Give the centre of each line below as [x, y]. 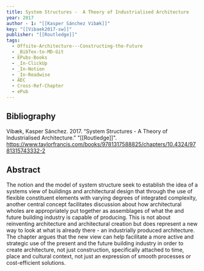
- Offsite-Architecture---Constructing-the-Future [77, 46]
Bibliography [31, 117]
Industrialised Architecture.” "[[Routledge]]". [62, 138]
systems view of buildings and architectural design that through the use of [100, 191]
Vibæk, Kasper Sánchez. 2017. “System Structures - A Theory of [87, 131]
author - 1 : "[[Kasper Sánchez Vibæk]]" [58, 23]
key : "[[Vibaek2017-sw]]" [39, 29]
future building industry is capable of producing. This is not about [89, 217]
